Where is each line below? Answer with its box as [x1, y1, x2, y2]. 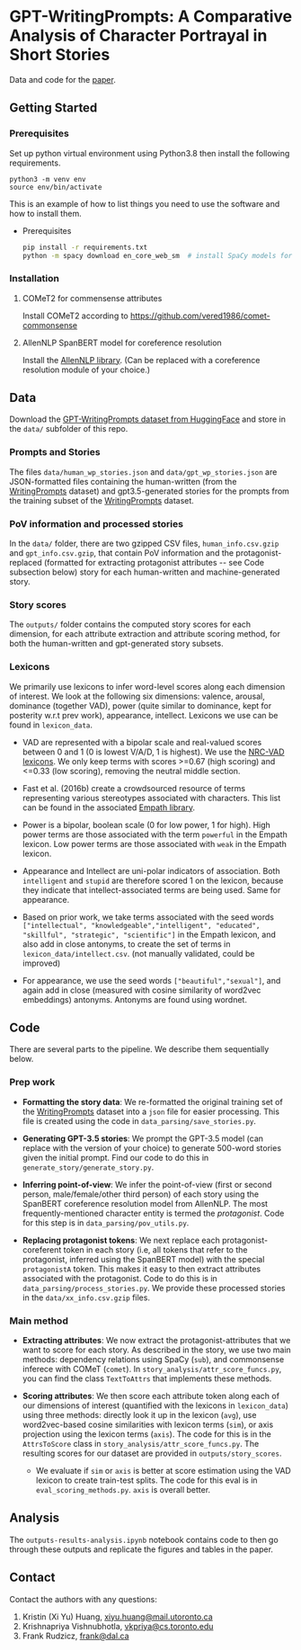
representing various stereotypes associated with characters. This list [22, 792, 281, 803]
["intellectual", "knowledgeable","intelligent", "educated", [22, 921, 261, 930]
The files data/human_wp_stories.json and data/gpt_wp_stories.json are [9, 466, 278, 477]
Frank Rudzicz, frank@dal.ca [22, 1630, 129, 1641]
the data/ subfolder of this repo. [9, 424, 128, 434]
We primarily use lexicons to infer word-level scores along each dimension [9, 681, 286, 691]
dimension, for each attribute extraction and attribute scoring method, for [9, 629, 280, 639]
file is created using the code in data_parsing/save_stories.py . [22, 1115, 256, 1126]
